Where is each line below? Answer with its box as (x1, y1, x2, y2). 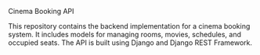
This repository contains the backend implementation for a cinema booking (8, 22, 251, 30)
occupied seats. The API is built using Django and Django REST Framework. (8, 38, 253, 47)
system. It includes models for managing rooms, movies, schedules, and (8, 30, 241, 39)
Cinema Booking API (8, 7, 74, 15)
